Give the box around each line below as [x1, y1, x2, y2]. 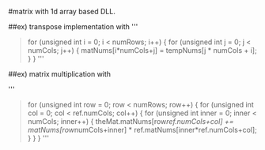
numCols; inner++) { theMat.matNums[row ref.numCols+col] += [27, 117, 234, 126]
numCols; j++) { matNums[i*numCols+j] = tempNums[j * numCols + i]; [27, 46, 257, 54]
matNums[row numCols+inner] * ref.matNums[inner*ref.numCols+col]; [27, 126, 257, 134]
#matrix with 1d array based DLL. [8, 7, 116, 16]
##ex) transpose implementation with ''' [8, 22, 138, 31]
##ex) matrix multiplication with [8, 69, 112, 78]
